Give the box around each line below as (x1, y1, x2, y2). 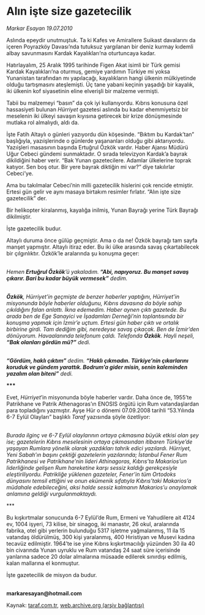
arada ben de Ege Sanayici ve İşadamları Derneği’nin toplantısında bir (6, 312, 184, 320)
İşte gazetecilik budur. (6, 225, 62, 232)
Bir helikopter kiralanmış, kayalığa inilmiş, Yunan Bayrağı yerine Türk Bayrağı (6, 206, 199, 214)
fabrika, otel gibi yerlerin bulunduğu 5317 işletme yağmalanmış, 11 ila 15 (6, 527, 185, 534)
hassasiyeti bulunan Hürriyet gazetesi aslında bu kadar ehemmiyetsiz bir (6, 105, 188, 113)
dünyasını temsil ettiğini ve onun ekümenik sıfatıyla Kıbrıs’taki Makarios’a (6, 477, 192, 485)
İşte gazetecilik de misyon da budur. (6, 571, 97, 578)
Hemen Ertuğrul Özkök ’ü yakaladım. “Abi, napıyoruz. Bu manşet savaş (6, 268, 189, 275)
